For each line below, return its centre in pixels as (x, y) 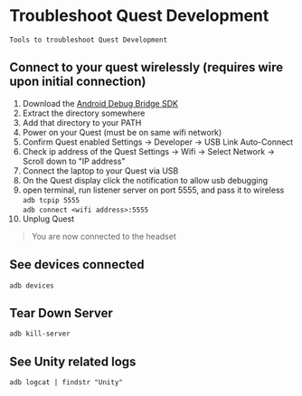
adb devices (32, 286)
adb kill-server (40, 334)
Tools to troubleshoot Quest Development (89, 40)
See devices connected (77, 264)
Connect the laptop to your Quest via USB (100, 170)
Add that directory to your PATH (82, 122)
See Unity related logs (73, 361)
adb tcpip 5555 (51, 200)
